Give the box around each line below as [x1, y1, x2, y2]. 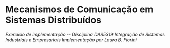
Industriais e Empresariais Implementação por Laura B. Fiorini [5, 37, 137, 43]
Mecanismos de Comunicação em [5, 4, 154, 15]
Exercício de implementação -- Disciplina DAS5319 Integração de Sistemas [5, 31, 165, 37]
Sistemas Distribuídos [5, 14, 102, 26]
